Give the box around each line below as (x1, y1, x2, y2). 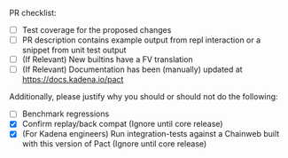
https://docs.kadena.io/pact (21, 75, 124, 85)
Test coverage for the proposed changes (21, 25, 172, 35)
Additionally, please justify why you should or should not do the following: (9, 91, 278, 102)
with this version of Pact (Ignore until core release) (21, 138, 207, 149)
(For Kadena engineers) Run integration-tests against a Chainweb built (21, 129, 280, 139)
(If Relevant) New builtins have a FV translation (21, 54, 193, 65)
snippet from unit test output (21, 44, 127, 56)
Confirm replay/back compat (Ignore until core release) (21, 119, 223, 130)
